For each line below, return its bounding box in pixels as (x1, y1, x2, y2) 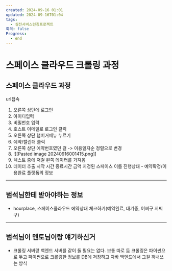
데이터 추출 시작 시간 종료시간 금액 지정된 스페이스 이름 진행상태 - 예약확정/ (13, 163, 163, 169)
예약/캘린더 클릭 (13, 138, 45, 144)
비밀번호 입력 (13, 119, 40, 126)
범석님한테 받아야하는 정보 (6, 191, 83, 200)
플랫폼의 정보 (27, 169, 53, 176)
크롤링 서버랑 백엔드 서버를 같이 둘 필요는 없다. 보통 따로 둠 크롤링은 (13, 247, 148, 253)
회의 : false (6, 27, 30, 32)
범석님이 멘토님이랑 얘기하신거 (6, 233, 96, 241)
